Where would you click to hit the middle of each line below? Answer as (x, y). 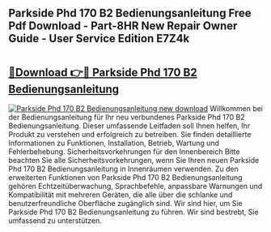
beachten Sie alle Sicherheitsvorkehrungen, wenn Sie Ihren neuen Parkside (134, 160)
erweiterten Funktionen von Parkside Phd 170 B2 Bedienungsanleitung (125, 177)
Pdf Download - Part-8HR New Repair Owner (123, 26)
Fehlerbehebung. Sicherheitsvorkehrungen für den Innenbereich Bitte (124, 152)
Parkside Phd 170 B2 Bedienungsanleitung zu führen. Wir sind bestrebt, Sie (133, 212)
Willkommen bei (237, 108)
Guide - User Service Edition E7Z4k (99, 39)
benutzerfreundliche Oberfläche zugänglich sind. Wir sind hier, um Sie (125, 203)
